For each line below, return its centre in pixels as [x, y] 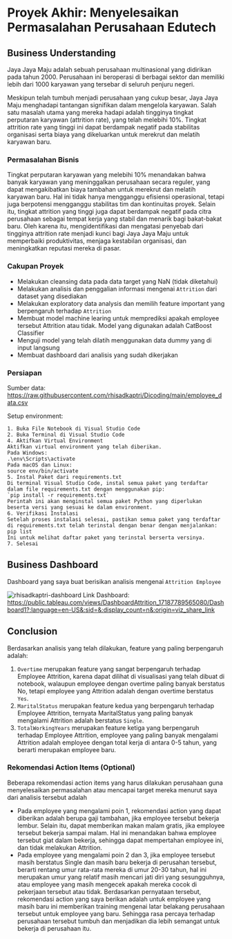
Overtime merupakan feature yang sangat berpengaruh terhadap [109, 668]
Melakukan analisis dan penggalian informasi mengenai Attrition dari [117, 289]
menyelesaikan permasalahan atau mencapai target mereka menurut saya [112, 790]
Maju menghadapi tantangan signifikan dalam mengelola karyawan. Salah [112, 105]
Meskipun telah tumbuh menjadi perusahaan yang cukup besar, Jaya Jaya [113, 98]
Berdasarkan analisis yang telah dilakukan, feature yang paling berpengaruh [115, 648]
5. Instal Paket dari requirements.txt [65, 477]
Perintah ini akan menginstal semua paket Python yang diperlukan [105, 501]
